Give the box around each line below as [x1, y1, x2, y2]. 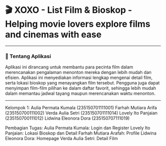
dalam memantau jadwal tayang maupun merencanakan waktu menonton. [5, 90, 156, 96]
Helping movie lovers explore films [5, 18, 151, 30]
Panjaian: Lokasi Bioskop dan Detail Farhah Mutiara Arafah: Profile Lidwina [5, 130, 157, 136]
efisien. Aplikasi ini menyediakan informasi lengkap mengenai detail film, [5, 74, 153, 80]
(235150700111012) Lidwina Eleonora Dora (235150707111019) [5, 115, 130, 121]
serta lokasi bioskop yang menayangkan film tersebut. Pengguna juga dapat [5, 80, 160, 86]
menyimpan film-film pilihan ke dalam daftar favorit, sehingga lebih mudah [5, 85, 157, 91]
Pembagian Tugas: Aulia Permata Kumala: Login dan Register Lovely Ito [5, 125, 151, 131]
